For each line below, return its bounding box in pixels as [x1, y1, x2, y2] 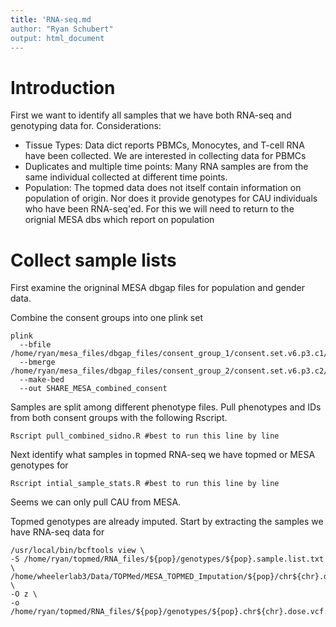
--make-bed [19, 375, 65, 385]
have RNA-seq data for [10, 526, 105, 538]
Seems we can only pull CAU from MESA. [10, 496, 182, 508]
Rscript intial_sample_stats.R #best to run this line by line [10, 479, 280, 489]
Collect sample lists [10, 249, 177, 271]
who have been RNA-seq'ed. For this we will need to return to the [24, 203, 295, 215]
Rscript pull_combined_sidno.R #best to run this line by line [10, 431, 280, 441]
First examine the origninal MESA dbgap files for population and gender [10, 282, 305, 294]
